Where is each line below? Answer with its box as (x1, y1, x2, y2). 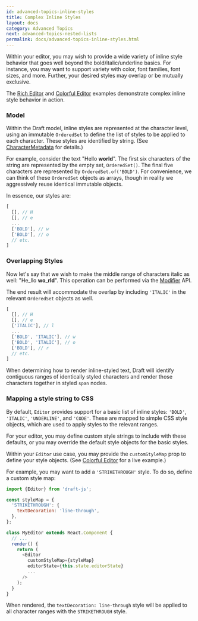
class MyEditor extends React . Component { (6, 530, 113, 536)
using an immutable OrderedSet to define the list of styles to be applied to (6, 131, 186, 138)
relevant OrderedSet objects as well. (6, 294, 94, 302)
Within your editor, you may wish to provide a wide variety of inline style (6, 53, 183, 60)
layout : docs (6, 20, 39, 26)
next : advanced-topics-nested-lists (6, 31, 97, 37)
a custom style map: (6, 474, 56, 481)
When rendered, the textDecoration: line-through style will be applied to (6, 601, 187, 609)
